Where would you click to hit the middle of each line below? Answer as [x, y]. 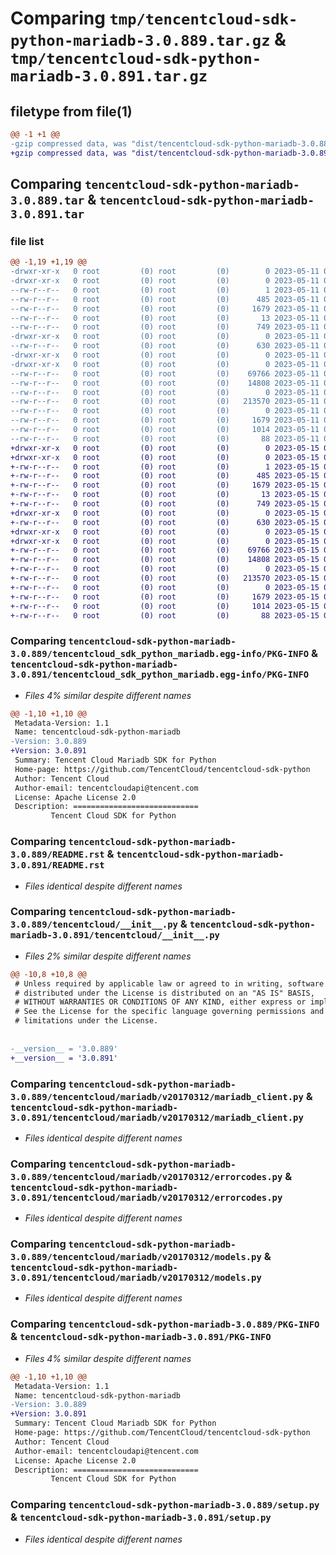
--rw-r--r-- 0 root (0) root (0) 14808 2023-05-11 [165, 383]
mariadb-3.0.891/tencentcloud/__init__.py [115, 935]
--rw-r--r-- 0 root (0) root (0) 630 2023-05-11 [165, 346]
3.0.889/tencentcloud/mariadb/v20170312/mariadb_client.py [157, 1096]
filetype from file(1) [71, 111]
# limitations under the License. [86, 1021]
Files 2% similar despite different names [108, 956]
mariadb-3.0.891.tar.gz [109, 76]
